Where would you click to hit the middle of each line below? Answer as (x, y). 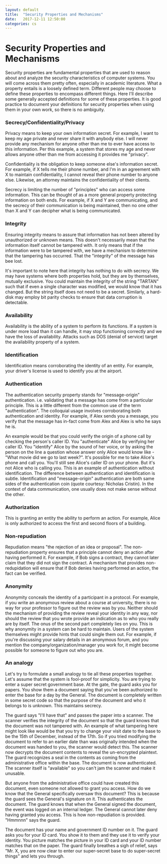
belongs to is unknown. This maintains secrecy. (54, 705)
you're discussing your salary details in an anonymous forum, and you (77, 640)
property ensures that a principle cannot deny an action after (92, 552)
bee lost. (14, 261)
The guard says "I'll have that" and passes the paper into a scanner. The (79, 715)
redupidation (18, 568)
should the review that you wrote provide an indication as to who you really (82, 618)
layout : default (22, 10)
